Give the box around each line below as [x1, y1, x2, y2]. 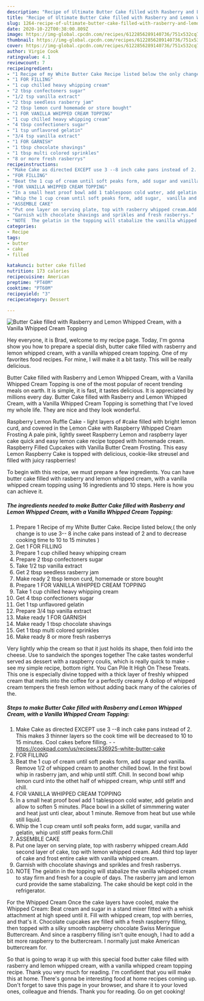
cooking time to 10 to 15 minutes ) [15, 537, 99, 544]
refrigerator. [15, 887, 46, 894]
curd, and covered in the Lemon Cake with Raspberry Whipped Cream [7, 424, 182, 432]
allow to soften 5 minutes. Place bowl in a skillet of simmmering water [15, 803, 189, 810]
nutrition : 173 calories [7, 268, 70, 274]
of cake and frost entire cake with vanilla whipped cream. [15, 855, 159, 862]
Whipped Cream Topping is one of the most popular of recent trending [7, 381, 183, 388]
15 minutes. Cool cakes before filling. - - [15, 739, 116, 746]
